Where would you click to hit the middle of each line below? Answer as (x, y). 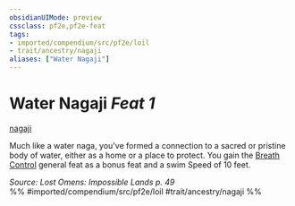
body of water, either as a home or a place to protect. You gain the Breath (144, 155)
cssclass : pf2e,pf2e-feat (57, 26)
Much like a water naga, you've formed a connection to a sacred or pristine (147, 145)
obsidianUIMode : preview (55, 17)
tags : (19, 34)
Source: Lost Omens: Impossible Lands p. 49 (92, 182)
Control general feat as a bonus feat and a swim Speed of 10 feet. (130, 164)
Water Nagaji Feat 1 (82, 103)
